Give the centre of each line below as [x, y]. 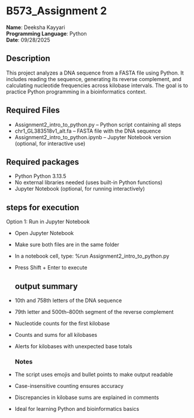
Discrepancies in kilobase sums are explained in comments [87, 397]
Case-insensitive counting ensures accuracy [69, 386]
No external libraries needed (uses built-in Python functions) [88, 182]
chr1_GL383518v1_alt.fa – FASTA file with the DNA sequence [88, 131]
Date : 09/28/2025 [28, 40]
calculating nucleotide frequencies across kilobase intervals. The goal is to [97, 85]
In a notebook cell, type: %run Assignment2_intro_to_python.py [92, 256]
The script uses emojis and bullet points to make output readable [94, 375]
